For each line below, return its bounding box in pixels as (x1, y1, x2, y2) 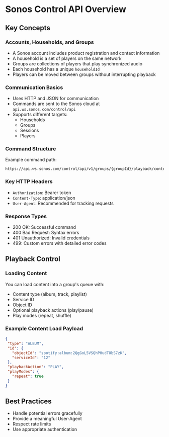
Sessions (20, 127, 39, 134)
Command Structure (5, 145, 56, 152)
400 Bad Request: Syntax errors (12, 230, 79, 236)
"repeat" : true (12, 374, 44, 379)
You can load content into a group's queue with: (5, 281, 105, 287)
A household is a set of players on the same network (12, 55, 122, 61)
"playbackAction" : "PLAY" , (7, 365, 64, 370)
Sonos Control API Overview (5, 4, 127, 15)
